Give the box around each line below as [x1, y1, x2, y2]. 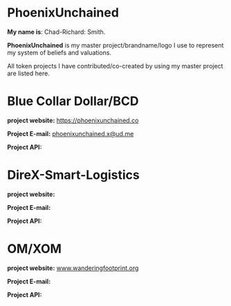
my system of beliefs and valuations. [7, 48, 112, 57]
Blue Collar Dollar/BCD [7, 93, 139, 109]
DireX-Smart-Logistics [7, 167, 140, 183]
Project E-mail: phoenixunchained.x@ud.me [7, 129, 134, 137]
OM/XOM [7, 241, 62, 256]
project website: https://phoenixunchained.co [7, 116, 139, 124]
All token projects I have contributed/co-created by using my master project [7, 61, 223, 70]
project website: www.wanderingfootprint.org [7, 264, 139, 272]
